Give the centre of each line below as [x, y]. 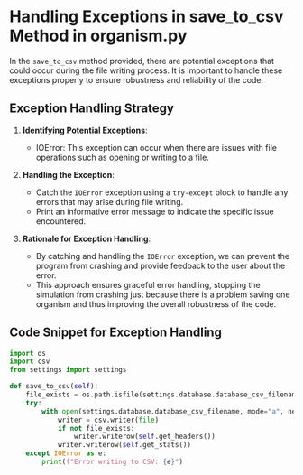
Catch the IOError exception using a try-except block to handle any [162, 192]
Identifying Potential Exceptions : [85, 130]
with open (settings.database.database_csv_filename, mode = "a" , [163, 411]
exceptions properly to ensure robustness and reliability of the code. [137, 79]
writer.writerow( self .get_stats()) [124, 445]
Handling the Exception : [68, 174]
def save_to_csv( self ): [54, 387]
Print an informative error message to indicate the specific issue [155, 211]
